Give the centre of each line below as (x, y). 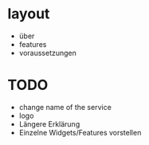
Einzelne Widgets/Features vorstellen (80, 132)
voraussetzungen (48, 53)
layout (29, 14)
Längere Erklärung (49, 123)
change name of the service (65, 107)
